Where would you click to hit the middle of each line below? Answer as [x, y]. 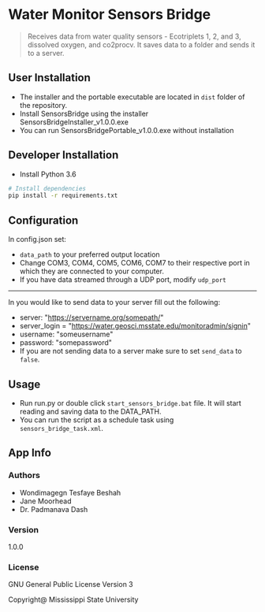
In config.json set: [37, 239]
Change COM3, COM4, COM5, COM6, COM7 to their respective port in [134, 263]
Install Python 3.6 [48, 174]
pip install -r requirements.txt [63, 196]
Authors [24, 476]
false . [30, 359]
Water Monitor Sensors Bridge [110, 15]
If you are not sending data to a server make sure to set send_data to [131, 351]
